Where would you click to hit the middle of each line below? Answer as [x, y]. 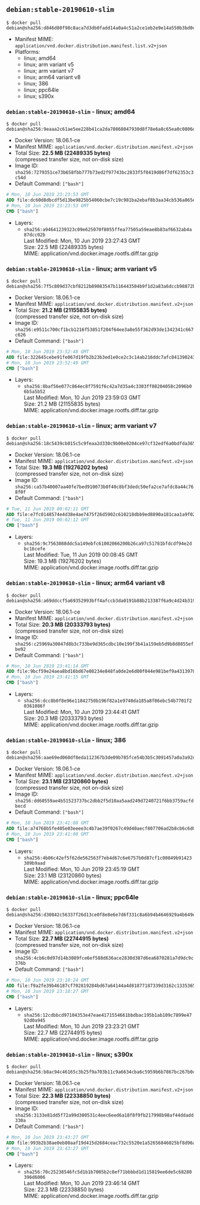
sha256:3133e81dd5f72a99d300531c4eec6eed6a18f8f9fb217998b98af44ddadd [104, 1115]
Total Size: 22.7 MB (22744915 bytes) [62, 939]
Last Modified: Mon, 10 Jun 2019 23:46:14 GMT [82, 1183]
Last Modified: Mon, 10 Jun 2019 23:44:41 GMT [82, 712]
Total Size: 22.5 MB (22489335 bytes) [63, 153]
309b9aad [35, 863]
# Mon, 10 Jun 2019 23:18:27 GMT [48, 991]
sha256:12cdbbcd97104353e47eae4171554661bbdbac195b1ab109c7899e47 [108, 1015]
